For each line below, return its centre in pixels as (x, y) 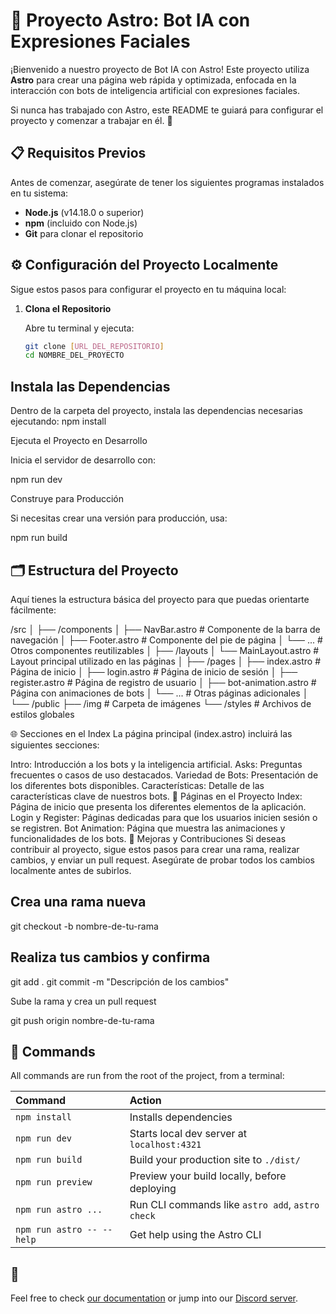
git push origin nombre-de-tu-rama (82, 1020)
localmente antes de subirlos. (71, 870)
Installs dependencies (181, 1117)
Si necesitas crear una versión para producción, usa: (119, 518)
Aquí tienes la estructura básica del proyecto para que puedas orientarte (160, 599)
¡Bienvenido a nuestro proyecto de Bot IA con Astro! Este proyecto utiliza (160, 69)
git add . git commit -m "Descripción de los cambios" (120, 981)
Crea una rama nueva (78, 902)
